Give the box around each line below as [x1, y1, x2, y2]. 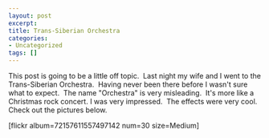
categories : [8, 34, 48, 43]
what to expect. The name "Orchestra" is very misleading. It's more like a [8, 88, 255, 97]
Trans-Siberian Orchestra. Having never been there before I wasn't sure [8, 79, 248, 89]
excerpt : [8, 19, 38, 27]
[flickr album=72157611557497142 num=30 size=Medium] [8, 121, 199, 130]
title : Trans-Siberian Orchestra [8, 26, 120, 34]
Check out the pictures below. [8, 105, 108, 115]
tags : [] [8, 49, 38, 57]
